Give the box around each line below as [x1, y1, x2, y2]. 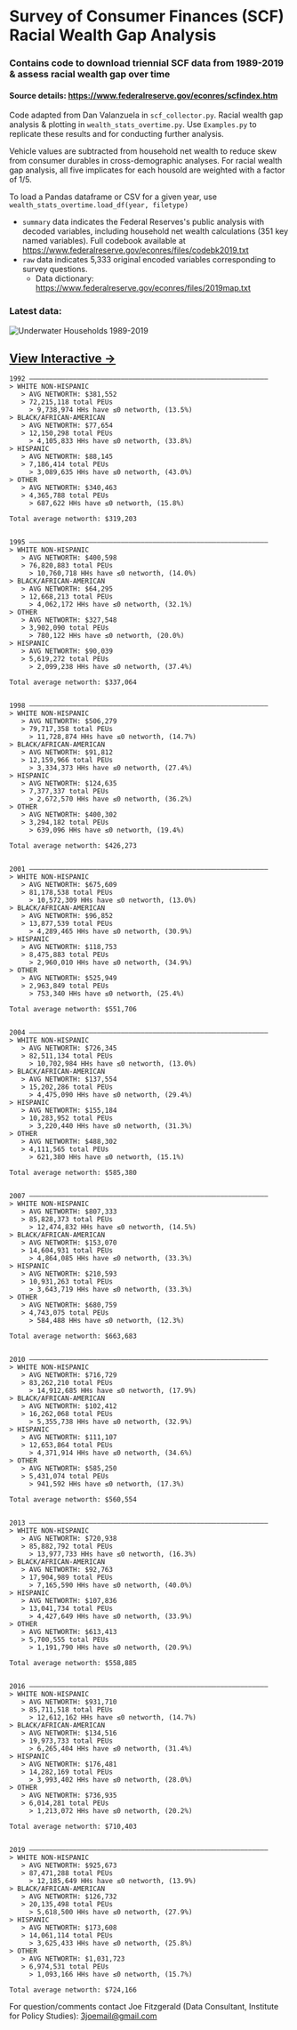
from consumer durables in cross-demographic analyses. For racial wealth [9, 156, 283, 166]
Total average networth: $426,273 [9, 842, 138, 850]
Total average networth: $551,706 [9, 1005, 138, 1014]
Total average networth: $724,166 [9, 1986, 138, 1994]
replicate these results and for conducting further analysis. [9, 129, 224, 140]
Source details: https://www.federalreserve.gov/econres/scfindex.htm [9, 90, 278, 101]
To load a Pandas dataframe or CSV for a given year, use [9, 191, 218, 202]
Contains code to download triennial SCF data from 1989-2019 [9, 57, 285, 69]
